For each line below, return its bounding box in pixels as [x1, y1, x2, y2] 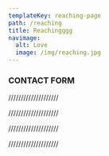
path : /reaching [8, 19, 62, 27]
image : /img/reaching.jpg [15, 49, 102, 57]
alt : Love [15, 41, 48, 49]
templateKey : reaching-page [8, 11, 102, 20]
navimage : [8, 33, 41, 42]
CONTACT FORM [8, 75, 76, 86]
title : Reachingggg [8, 26, 73, 34]
